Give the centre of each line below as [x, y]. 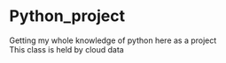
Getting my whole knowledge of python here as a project [113, 40]
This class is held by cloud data [66, 49]
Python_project [67, 16]
